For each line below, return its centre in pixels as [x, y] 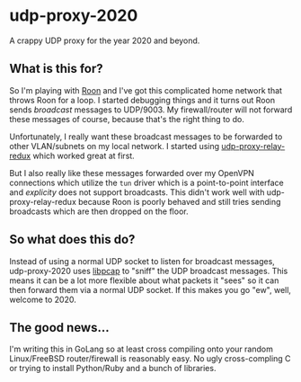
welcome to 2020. [43, 299]
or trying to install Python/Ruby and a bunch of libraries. [113, 369]
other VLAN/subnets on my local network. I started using [115, 146]
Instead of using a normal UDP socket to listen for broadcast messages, [142, 261]
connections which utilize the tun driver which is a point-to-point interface [147, 182]
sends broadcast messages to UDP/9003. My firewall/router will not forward [151, 110]
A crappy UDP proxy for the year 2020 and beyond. [105, 40]
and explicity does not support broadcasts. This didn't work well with [137, 192]
